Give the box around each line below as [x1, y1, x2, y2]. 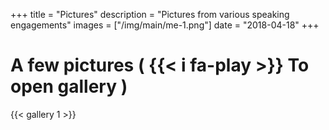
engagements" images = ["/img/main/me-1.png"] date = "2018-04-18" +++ [10, 19, 320, 31]
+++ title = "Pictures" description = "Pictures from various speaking [10, 9, 290, 20]
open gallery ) [10, 75, 128, 98]
